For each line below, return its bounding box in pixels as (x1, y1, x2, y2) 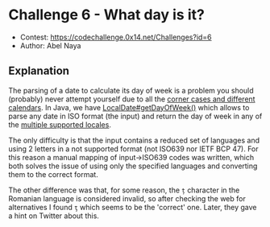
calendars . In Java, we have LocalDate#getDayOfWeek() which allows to (8, 102, 250, 112)
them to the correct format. (8, 169, 98, 179)
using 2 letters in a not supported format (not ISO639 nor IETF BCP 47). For (8, 143, 260, 154)
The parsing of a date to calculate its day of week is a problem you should (8, 85, 254, 95)
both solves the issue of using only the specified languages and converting (8, 161, 258, 171)
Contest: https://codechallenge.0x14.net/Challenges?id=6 (19, 32, 212, 42)
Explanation (8, 64, 70, 78)
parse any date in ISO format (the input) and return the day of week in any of (8, 111, 263, 121)
